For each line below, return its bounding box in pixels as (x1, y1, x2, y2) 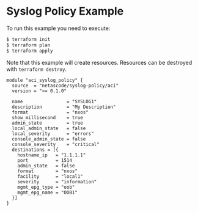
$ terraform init (6, 36, 51, 42)
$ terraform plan (6, 42, 51, 48)
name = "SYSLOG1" (12, 98, 97, 104)
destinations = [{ (12, 147, 59, 153)
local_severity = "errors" (12, 130, 95, 137)
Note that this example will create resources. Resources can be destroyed (6, 59, 193, 66)
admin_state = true (12, 120, 84, 126)
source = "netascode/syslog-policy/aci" (12, 82, 119, 89)
